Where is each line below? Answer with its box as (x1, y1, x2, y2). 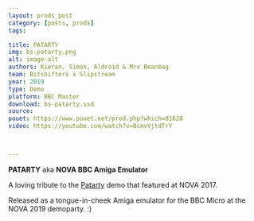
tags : (8, 26, 26, 34)
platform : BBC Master (8, 92, 80, 100)
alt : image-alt (8, 56, 59, 64)
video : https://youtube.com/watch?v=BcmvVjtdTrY (8, 122, 173, 130)
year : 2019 (8, 77, 45, 86)
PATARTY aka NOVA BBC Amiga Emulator (8, 165, 149, 174)
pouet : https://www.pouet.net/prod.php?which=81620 (8, 114, 183, 123)
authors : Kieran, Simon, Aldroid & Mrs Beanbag (8, 63, 170, 72)
